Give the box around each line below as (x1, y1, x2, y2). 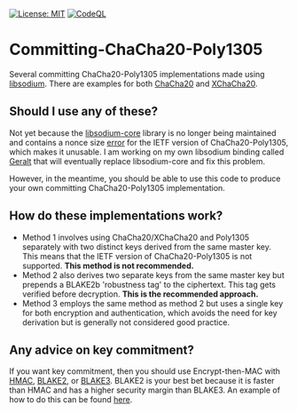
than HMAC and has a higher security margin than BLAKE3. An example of (9, 385, 281, 395)
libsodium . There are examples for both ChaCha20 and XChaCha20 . (9, 78, 259, 89)
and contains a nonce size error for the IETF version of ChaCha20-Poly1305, (9, 137, 289, 147)
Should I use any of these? (9, 104, 158, 119)
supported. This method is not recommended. (21, 260, 194, 271)
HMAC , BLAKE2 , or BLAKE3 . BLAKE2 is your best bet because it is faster (9, 376, 275, 386)
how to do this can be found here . (9, 394, 133, 405)
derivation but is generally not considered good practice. (21, 316, 231, 328)
